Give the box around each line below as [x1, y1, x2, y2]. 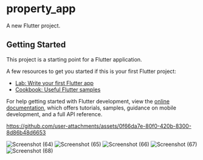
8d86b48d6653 [6, 128, 46, 136]
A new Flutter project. [6, 22, 61, 29]
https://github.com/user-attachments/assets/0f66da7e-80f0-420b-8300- [6, 122, 191, 130]
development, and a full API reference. [6, 110, 103, 117]
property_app [6, 2, 76, 16]
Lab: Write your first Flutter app [15, 79, 94, 86]
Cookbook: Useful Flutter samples [15, 86, 101, 93]
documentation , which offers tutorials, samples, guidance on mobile [6, 104, 176, 111]
